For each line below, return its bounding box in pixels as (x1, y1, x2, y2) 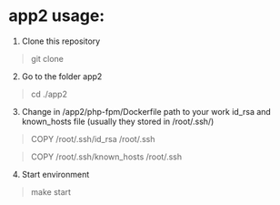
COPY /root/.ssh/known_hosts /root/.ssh (30, 151, 183, 162)
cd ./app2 (30, 88, 67, 99)
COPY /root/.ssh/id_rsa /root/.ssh (30, 133, 155, 144)
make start (30, 186, 72, 197)
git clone (30, 53, 65, 64)
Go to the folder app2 (21, 70, 103, 82)
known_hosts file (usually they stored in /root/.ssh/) (21, 116, 215, 127)
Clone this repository (21, 36, 101, 46)
